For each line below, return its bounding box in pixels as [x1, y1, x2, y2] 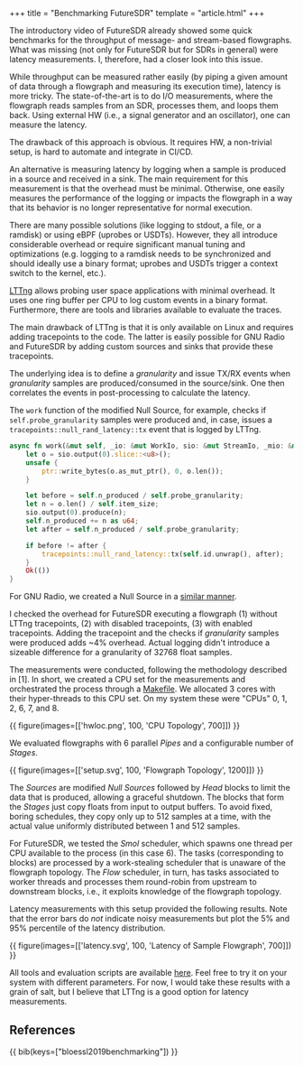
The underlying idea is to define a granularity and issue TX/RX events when [9, 368, 291, 378]
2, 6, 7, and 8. [9, 703, 60, 714]
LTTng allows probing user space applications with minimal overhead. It [9, 285, 276, 296]
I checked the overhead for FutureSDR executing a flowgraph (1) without [9, 608, 278, 619]
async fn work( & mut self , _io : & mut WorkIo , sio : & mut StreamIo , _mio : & [9, 441, 293, 450]
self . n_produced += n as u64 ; [25, 516, 140, 525]
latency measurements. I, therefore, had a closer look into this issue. [9, 54, 263, 64]
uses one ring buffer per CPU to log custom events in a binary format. [9, 295, 269, 305]
